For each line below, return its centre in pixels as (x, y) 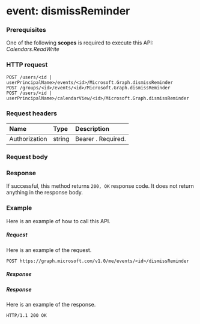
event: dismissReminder (68, 11)
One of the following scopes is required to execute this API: (80, 43)
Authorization (28, 139)
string (61, 139)
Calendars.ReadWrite (33, 49)
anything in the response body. (44, 193)
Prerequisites (26, 30)
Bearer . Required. (100, 139)
